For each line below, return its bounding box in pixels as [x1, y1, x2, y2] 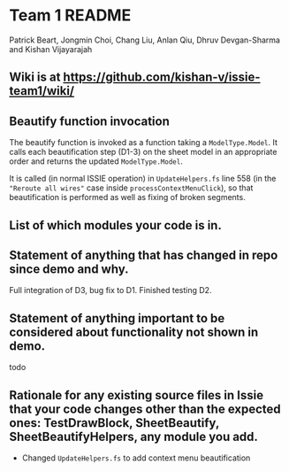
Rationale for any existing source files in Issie [9, 387, 263, 403]
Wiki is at [9, 70, 61, 85]
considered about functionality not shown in [9, 324, 259, 339]
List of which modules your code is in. [9, 218, 223, 233]
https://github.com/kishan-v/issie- [63, 70, 261, 85]
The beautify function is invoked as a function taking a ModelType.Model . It [9, 137, 278, 148]
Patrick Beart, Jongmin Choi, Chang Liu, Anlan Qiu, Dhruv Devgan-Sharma [9, 35, 281, 45]
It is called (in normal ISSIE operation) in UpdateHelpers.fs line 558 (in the [9, 174, 277, 184]
